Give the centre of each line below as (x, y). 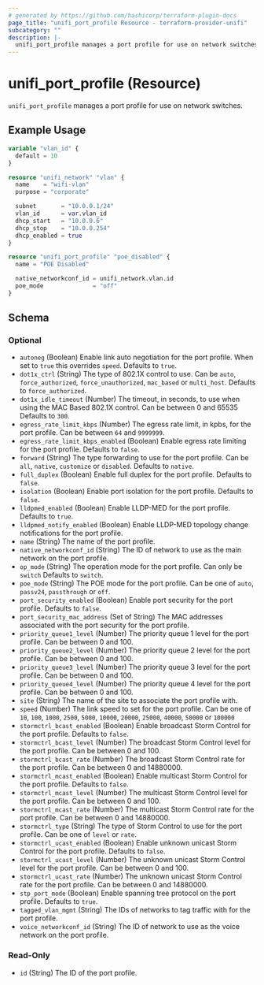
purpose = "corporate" (52, 192)
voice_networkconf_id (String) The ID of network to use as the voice (130, 927)
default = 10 (37, 156)
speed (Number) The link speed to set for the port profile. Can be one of (135, 709)
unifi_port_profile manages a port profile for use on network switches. (126, 106)
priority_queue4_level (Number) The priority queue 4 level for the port (135, 684)
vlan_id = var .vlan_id (61, 214)
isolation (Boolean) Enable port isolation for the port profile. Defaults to (136, 491)
